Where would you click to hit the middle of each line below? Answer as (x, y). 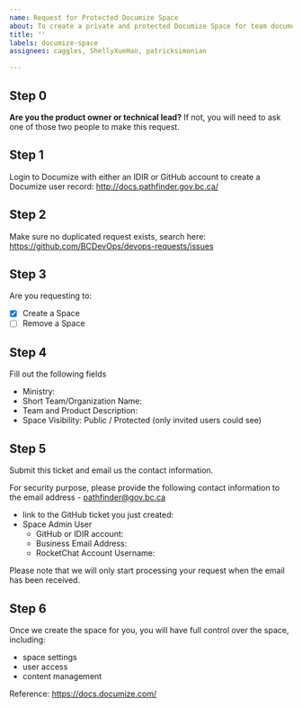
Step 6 (28, 608)
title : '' (28, 34)
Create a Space (51, 313)
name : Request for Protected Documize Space (94, 18)
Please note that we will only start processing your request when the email (147, 571)
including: (28, 640)
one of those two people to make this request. (94, 126)
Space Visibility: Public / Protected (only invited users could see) (142, 421)
